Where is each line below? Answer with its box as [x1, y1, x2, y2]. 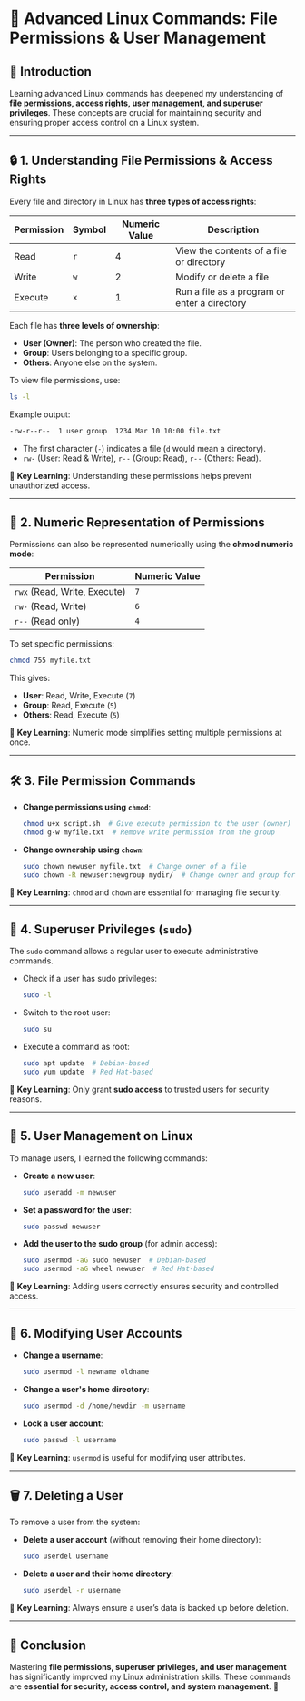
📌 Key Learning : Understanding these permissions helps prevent [9, 470, 252, 481]
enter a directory [175, 296, 247, 309]
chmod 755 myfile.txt [9, 656, 92, 666]
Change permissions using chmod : [22, 801, 152, 813]
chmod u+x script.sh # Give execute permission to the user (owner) [22, 820, 292, 829]
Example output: [9, 409, 71, 420]
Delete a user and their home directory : [22, 1568, 174, 1579]
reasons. [9, 1093, 43, 1105]
